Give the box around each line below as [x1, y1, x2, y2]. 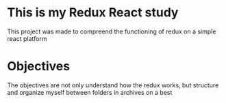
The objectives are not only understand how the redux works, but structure [7, 80, 219, 89]
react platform [7, 34, 47, 42]
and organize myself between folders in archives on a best [7, 88, 173, 96]
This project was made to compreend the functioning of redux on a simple [7, 27, 216, 35]
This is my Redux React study [7, 5, 179, 20]
